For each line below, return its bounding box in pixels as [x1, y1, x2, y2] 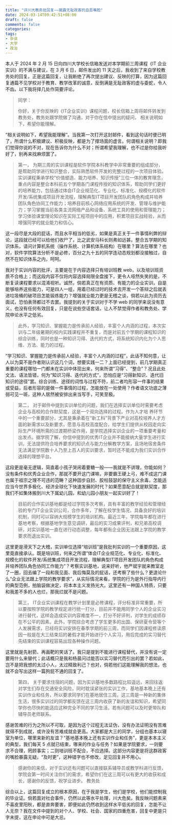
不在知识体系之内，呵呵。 [9, 256, 64, 262]
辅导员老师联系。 [17, 711, 54, 717]
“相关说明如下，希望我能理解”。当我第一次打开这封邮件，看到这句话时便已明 [5, 131, 166, 137]
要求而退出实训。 [17, 533, 54, 539]
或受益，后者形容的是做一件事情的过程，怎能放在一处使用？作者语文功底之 [5, 385, 162, 391]
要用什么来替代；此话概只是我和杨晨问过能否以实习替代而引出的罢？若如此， [5, 655, 167, 661]
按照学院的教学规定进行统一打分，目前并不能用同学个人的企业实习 [27, 606, 166, 612]
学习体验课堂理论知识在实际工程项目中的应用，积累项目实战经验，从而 [17, 213, 166, 219]
